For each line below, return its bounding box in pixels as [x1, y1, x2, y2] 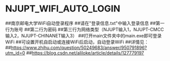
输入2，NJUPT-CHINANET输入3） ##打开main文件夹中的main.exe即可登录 [5, 32, 162, 38]
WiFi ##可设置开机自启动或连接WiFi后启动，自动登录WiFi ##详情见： [5, 38, 149, 45]
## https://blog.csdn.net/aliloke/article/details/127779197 [26, 49, 145, 55]
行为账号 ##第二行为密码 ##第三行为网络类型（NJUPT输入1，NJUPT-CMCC [5, 26, 164, 32]
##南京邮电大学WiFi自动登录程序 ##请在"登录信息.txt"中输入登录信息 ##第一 [5, 20, 165, 26]
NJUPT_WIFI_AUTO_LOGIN [5, 3, 121, 14]
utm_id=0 [5, 49, 25, 55]
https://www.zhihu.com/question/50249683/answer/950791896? [11, 44, 147, 50]
